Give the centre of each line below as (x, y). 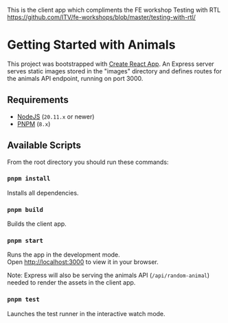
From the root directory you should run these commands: (88, 162)
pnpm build (25, 210)
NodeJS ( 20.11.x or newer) (56, 117)
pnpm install (29, 179)
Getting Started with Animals (91, 45)
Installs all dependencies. (43, 193)
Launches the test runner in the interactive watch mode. (87, 313)
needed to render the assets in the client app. (71, 283)
